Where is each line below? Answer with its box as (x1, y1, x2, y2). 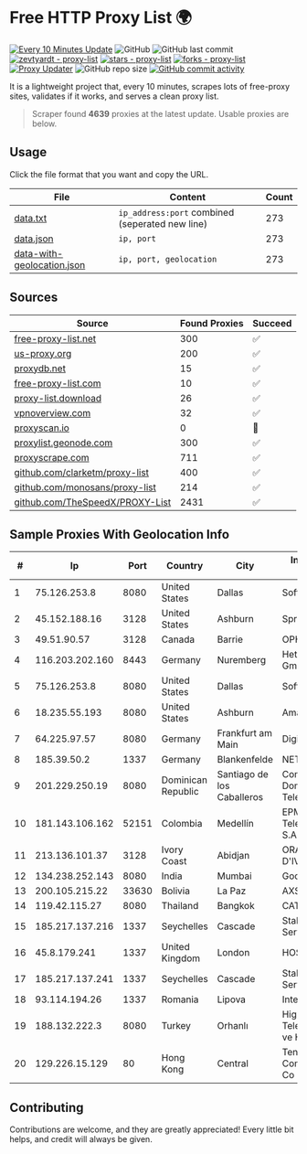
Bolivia (161, 884, 190, 897)
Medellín (217, 817, 254, 830)
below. (31, 118, 58, 129)
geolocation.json (14, 258, 86, 271)
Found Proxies (179, 316, 244, 329)
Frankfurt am (217, 727, 272, 740)
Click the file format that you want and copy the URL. (9, 168, 208, 179)
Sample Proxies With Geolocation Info (9, 527, 230, 542)
